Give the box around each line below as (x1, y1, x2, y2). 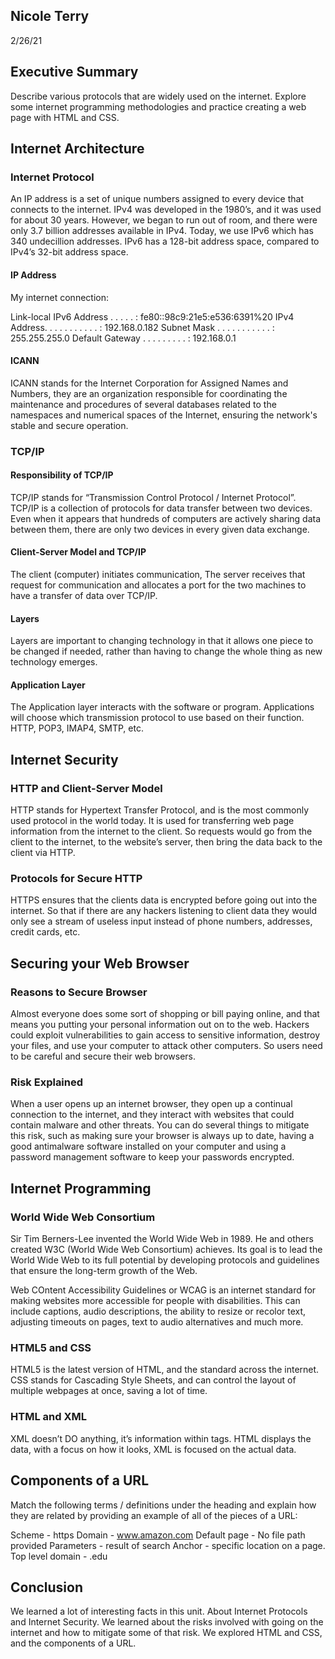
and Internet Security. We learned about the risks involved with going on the (10, 1616, 324, 1628)
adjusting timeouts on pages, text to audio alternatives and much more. (10, 1316, 304, 1328)
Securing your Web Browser (10, 955, 190, 972)
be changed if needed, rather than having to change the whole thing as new (10, 645, 323, 658)
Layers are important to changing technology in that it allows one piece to (10, 635, 314, 647)
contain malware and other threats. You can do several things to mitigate (10, 1119, 310, 1131)
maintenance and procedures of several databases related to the (10, 398, 277, 410)
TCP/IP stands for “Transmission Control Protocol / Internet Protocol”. (10, 491, 297, 503)
